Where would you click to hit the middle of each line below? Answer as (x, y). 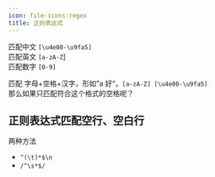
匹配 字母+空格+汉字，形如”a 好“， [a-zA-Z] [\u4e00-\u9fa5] (108, 83)
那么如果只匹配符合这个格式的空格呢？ (71, 93)
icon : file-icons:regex (48, 15)
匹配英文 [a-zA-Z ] (37, 56)
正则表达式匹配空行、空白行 (76, 120)
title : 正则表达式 (36, 23)
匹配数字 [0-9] (32, 66)
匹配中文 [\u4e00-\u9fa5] (50, 46)
